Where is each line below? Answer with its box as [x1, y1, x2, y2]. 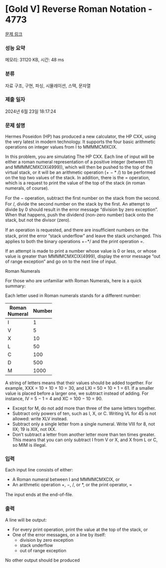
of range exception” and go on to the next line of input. [5, 258, 117, 264]
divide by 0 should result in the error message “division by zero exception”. [5, 207, 159, 212]
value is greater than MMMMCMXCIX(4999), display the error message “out [5, 254, 161, 259]
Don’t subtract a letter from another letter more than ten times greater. [12, 432, 156, 438]
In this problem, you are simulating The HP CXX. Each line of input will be [5, 154, 155, 159]
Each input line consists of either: [5, 467, 73, 473]
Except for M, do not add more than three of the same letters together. [12, 405, 156, 412]
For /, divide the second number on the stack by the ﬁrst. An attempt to [5, 201, 150, 207]
